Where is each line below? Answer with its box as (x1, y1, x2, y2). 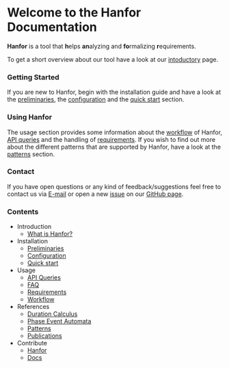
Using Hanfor (7, 112, 53, 122)
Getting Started (7, 72, 59, 82)
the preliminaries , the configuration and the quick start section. (7, 95, 185, 103)
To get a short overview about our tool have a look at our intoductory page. (7, 55, 219, 63)
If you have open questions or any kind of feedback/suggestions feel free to (7, 182, 221, 191)
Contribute (16, 339, 48, 347)
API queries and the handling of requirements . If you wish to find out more (7, 135, 216, 143)
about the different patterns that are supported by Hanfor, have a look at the (7, 143, 221, 151)
